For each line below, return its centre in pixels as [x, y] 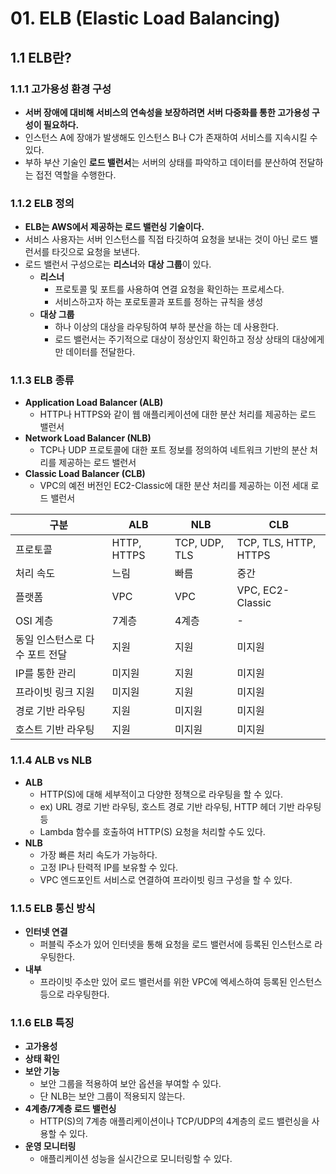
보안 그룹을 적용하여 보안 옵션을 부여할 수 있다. [130, 1084]
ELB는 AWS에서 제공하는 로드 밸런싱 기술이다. [114, 227]
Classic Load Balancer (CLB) [85, 474]
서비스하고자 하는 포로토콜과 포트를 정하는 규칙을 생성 [159, 302]
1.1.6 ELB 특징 [42, 1022]
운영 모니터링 [50, 1146]
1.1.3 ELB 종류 [42, 380]
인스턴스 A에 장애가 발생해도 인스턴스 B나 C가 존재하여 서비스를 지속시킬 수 [171, 137]
